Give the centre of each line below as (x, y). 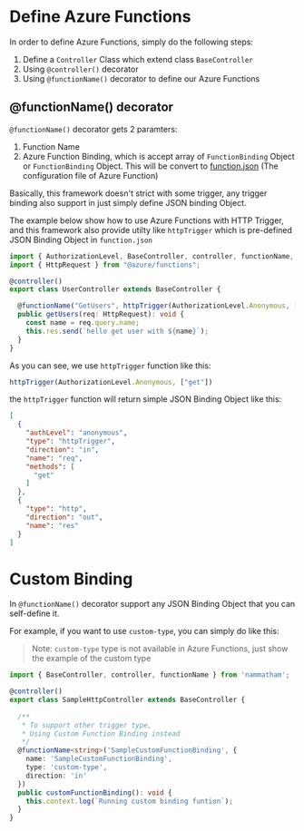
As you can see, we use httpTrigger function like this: (110, 366)
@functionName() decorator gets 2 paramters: (93, 129)
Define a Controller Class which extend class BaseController (138, 59)
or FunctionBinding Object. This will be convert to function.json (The (150, 166)
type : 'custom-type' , (66, 767)
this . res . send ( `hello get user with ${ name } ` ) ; (117, 331)
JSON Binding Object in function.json (81, 240)
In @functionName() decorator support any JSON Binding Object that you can (152, 604)
